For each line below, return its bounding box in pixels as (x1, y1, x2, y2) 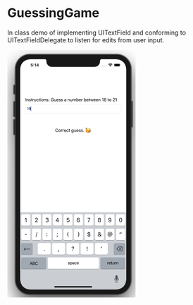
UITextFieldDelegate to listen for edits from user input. (7, 35, 165, 44)
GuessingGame (7, 5, 100, 21)
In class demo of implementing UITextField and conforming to (7, 28, 187, 37)
